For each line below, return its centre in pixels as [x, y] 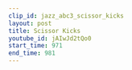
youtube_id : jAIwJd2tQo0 [50, 38]
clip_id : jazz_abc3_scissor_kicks [66, 16]
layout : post [30, 23]
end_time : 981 [32, 53]
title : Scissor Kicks [45, 31]
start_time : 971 [35, 46]
